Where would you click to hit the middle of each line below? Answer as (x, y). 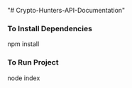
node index (24, 78)
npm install (23, 44)
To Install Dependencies (50, 28)
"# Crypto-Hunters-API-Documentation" (66, 10)
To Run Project (33, 62)
